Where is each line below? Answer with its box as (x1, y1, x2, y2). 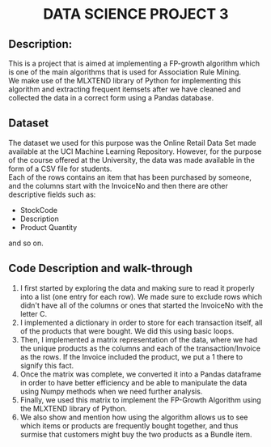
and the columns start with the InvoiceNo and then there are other (8, 181, 228, 190)
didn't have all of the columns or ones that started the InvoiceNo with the (19, 300, 264, 310)
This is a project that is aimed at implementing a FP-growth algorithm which (8, 58, 260, 68)
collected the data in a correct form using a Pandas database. (8, 93, 214, 102)
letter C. (19, 309, 48, 318)
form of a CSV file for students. (8, 164, 112, 173)
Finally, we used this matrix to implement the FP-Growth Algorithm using (19, 394, 261, 405)
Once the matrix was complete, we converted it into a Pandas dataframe (19, 369, 261, 379)
